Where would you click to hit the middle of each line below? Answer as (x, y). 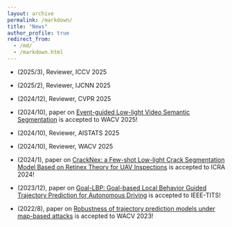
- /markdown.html (38, 53)
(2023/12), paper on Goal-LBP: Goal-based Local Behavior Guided (112, 188)
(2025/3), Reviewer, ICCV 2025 (62, 72)
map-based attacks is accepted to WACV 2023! (85, 216)
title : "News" (28, 26)
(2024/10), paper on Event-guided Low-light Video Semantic (104, 112)
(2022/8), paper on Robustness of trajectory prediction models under (116, 208)
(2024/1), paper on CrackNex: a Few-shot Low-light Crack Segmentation (121, 159)
